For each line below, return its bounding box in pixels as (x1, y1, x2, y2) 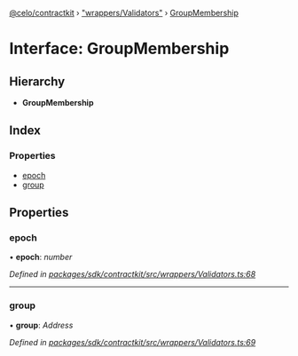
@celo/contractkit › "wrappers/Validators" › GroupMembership (9, 8, 239, 18)
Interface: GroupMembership (9, 39, 230, 59)
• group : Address (9, 320, 74, 330)
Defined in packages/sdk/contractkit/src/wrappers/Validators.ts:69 (9, 336, 256, 347)
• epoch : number (9, 252, 73, 263)
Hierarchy (9, 74, 66, 89)
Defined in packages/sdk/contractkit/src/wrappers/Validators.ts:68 (9, 269, 256, 280)
